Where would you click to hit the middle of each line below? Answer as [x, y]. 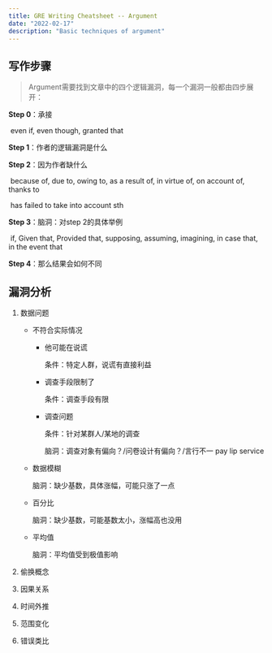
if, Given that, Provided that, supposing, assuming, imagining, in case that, [134, 238]
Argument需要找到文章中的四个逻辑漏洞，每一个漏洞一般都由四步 [137, 87]
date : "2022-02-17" [41, 24]
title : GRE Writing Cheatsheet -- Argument [83, 16]
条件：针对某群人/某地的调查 [92, 434]
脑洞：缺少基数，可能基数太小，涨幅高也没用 [107, 520]
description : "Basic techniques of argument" [86, 31]
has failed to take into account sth [67, 205]
